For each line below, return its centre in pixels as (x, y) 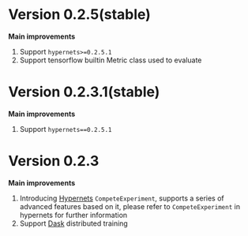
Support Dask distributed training (73, 223)
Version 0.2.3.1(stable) (84, 92)
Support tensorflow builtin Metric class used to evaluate (111, 60)
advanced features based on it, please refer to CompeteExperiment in (130, 206)
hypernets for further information (73, 215)
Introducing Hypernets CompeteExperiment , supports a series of (122, 198)
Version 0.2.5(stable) (80, 15)
